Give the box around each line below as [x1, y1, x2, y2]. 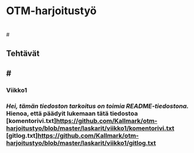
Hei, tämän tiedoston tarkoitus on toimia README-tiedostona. [6, 102, 189, 110]
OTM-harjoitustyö [6, 4, 97, 18]
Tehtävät [6, 48, 40, 58]
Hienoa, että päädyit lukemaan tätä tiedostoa [6, 109, 138, 118]
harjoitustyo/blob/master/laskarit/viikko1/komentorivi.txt [6, 124, 174, 132]
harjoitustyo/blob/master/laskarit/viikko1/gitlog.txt [6, 139, 156, 147]
